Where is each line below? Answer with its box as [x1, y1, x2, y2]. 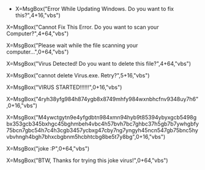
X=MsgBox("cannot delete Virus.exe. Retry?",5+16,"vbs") [6, 72, 150, 79]
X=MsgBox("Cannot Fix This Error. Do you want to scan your [6, 24, 159, 30]
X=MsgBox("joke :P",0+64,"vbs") [6, 145, 90, 152]
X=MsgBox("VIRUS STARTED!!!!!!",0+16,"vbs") [6, 83, 122, 91]
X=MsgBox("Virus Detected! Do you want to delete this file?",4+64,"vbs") [6, 60, 192, 67]
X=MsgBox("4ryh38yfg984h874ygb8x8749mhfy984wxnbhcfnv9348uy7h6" [6, 96, 199, 102]
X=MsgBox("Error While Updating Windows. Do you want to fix [15, 5, 174, 12]
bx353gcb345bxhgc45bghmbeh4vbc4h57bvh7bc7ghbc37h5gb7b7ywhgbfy [6, 120, 199, 127]
